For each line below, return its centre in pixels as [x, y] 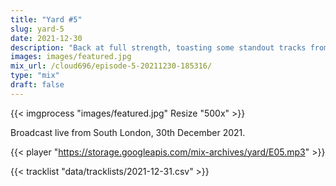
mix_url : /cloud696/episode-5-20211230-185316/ [111, 66]
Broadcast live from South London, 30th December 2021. [128, 132]
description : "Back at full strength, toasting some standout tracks [158, 47]
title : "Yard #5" [46, 19]
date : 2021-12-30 [46, 38]
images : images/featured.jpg [71, 57]
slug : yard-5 [37, 29]
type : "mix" [35, 76]
